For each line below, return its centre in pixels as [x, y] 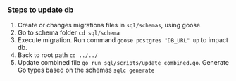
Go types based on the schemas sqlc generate [86, 70]
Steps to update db [41, 10]
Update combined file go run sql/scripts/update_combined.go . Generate [123, 63]
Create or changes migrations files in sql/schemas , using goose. [110, 25]
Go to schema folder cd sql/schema [68, 32]
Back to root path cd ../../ [58, 55]
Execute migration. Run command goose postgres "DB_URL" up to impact [123, 40]
